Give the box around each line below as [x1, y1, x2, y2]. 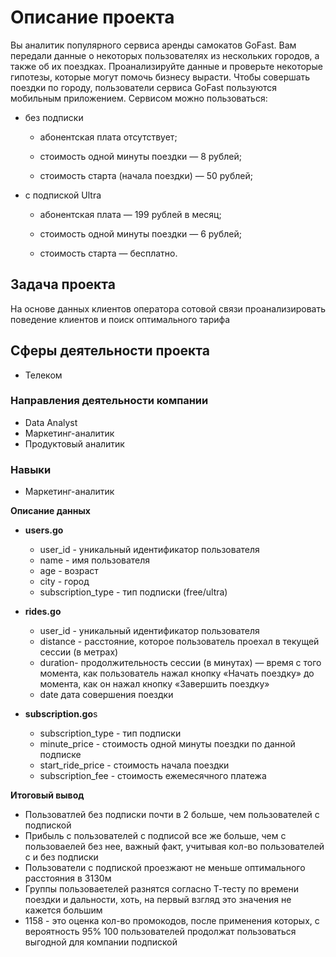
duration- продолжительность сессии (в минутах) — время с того [39, 657, 322, 669]
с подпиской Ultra [24, 189, 102, 201]
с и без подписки [24, 851, 99, 863]
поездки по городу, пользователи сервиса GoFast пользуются [10, 81, 278, 93]
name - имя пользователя [39, 554, 151, 566]
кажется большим [24, 904, 103, 916]
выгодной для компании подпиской [24, 936, 178, 948]
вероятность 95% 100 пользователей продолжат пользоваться [24, 926, 297, 938]
